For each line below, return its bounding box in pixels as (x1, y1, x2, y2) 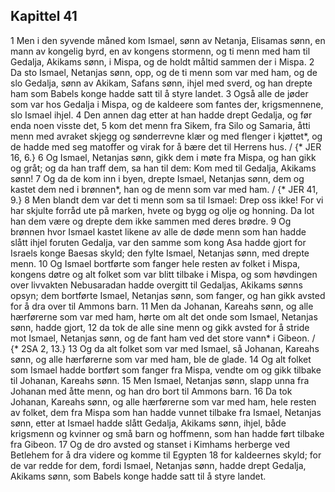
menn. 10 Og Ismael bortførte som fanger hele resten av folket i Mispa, (10, 257, 301, 269)
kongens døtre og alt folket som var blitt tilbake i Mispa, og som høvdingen (10, 268, 318, 280)
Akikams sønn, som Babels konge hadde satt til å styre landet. (10, 470, 267, 482)
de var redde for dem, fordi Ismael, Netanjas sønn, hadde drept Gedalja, (10, 459, 307, 471)
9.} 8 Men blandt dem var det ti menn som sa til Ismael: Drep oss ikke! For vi (10, 194, 324, 206)
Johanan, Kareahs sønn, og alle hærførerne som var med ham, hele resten (10, 395, 317, 408)
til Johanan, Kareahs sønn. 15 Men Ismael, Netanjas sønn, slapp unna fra (10, 374, 310, 386)
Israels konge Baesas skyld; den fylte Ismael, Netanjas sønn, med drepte (10, 247, 310, 259)
